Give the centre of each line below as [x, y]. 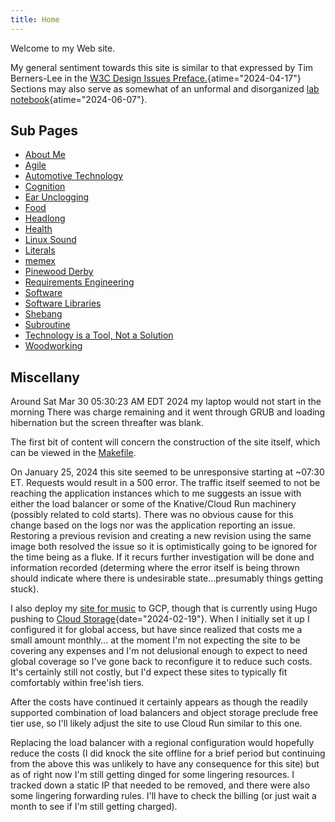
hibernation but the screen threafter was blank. [107, 423]
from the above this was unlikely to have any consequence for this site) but [165, 764]
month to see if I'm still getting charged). [94, 807]
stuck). [25, 589]
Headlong [45, 218]
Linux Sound [50, 240]
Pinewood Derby [59, 272]
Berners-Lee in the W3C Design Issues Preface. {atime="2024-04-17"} [156, 78]
